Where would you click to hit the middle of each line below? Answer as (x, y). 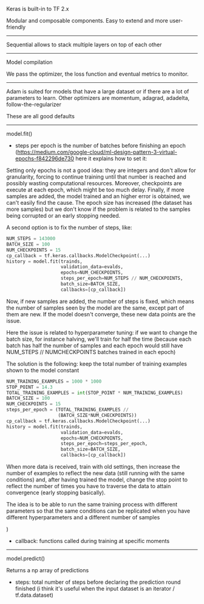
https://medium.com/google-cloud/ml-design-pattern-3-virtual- (97, 152)
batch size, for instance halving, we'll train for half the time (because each (99, 339)
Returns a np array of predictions (48, 570)
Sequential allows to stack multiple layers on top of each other (84, 44)
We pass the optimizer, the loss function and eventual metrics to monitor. (97, 74)
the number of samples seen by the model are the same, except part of (95, 308)
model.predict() (26, 558)
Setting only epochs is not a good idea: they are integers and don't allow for (101, 170)
